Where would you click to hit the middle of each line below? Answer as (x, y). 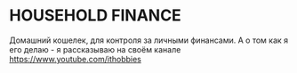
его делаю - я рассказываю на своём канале (95, 49)
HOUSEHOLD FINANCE (96, 16)
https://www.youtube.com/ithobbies (76, 59)
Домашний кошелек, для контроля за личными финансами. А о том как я (149, 40)
